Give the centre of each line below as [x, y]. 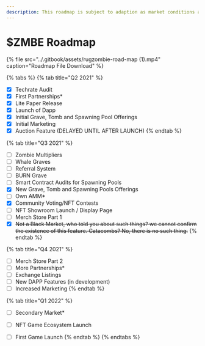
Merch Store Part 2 [39, 261]
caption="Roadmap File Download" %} [55, 65]
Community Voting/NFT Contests [57, 203]
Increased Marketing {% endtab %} [60, 289]
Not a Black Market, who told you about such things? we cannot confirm [106, 224]
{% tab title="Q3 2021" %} [40, 143]
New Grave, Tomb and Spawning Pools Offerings [77, 190]
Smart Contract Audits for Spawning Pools [68, 182]
